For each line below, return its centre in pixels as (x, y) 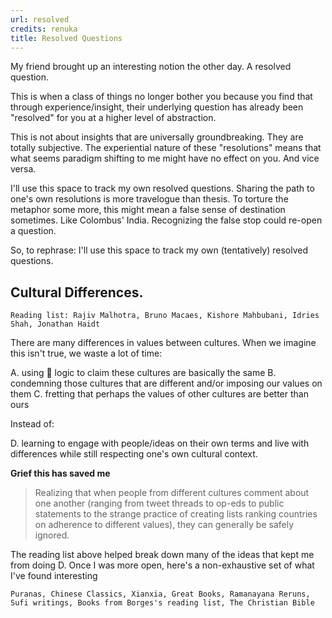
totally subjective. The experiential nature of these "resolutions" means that (166, 148)
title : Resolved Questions (66, 38)
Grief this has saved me (60, 473)
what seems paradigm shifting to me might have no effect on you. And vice (165, 158)
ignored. (52, 535)
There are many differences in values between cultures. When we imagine (163, 343)
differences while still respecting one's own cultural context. (134, 454)
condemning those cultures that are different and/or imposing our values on (166, 383)
